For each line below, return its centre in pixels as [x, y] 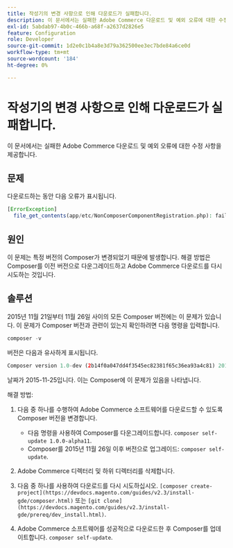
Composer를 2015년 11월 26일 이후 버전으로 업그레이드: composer [117, 449]
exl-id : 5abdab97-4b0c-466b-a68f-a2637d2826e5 [76, 26]
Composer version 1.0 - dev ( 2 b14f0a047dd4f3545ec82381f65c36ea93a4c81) [111, 366]
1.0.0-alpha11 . [71, 440]
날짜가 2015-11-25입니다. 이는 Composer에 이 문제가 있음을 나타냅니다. [104, 379]
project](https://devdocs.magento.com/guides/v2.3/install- [106, 493]
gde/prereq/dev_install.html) [61, 515]
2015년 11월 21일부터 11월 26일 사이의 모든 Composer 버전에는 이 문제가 [105, 316]
